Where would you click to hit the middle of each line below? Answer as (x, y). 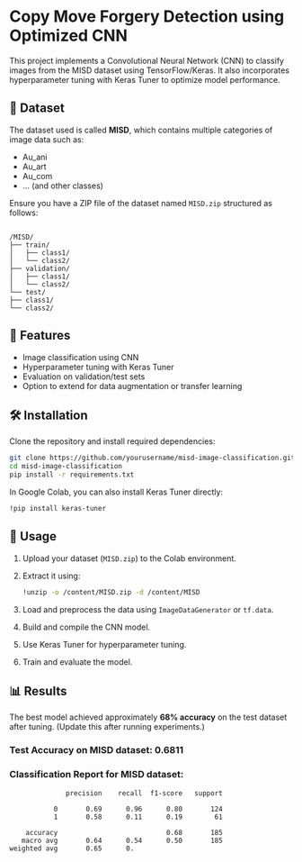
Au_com (37, 176)
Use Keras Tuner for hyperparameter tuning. (104, 644)
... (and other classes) (62, 186)
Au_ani (35, 157)
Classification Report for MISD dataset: (97, 775)
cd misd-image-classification (66, 467)
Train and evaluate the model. (77, 662)
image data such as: (47, 139)
